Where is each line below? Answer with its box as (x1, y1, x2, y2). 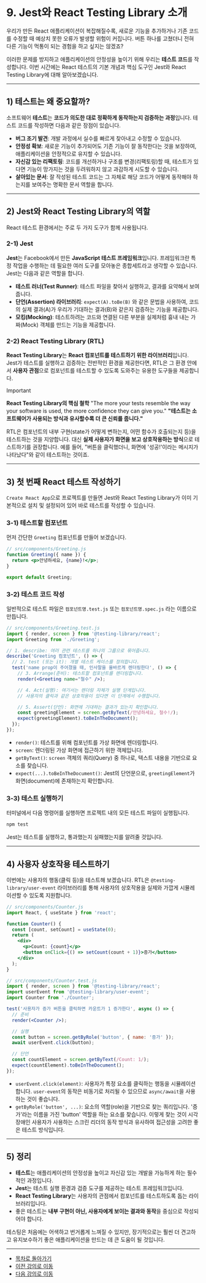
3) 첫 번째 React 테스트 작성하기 (6, 476, 121, 487)
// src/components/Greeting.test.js (6, 625, 100, 631)
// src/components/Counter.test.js (6, 977, 97, 984)
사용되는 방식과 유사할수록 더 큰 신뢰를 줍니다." (32, 415, 143, 422)
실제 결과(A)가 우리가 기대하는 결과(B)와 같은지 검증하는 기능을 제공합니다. (21, 306, 199, 313)
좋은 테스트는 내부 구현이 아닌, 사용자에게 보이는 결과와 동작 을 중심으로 (15, 1207, 183, 1215)
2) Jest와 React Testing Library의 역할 (6, 207, 151, 217)
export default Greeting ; (6, 574, 72, 580)
